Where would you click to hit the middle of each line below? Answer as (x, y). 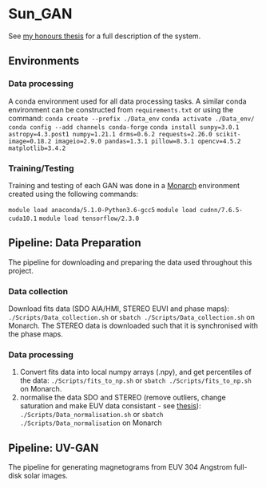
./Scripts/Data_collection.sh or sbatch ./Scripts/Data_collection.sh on (132, 317)
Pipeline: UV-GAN (54, 448)
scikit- (228, 134)
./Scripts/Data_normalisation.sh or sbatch (91, 415)
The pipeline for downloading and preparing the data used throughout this (130, 262)
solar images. (46, 476)
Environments (44, 61)
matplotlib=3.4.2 (37, 148)
